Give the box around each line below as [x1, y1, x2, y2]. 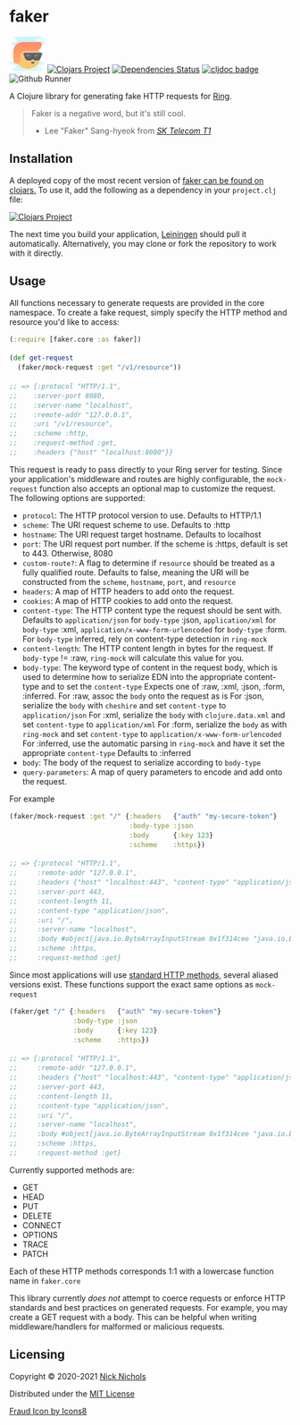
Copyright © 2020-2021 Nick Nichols [9, 1370, 146, 1381]
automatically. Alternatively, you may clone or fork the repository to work [9, 238, 277, 249]
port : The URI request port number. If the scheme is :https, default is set [21, 539, 288, 549]
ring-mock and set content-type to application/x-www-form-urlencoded [21, 728, 282, 739]
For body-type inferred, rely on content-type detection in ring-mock [21, 633, 268, 644]
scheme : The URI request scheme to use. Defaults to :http [21, 519, 230, 530]
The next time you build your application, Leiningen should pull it [9, 228, 247, 239]
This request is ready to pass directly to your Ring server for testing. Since [9, 463, 283, 475]
